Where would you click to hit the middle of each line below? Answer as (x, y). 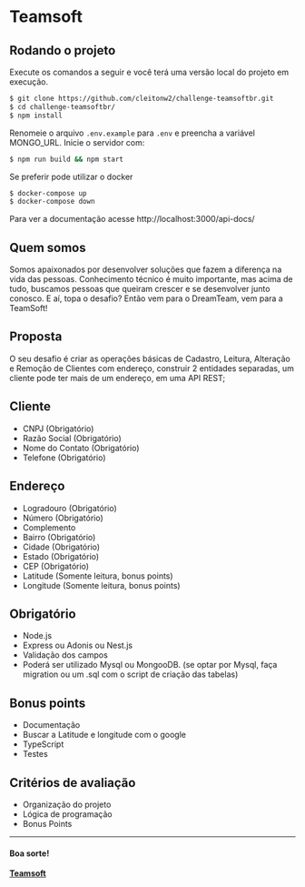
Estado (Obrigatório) (61, 556)
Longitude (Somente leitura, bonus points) (101, 585)
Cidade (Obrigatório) (61, 547)
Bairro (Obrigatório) (59, 537)
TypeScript (43, 744)
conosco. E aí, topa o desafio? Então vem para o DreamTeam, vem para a (146, 298)
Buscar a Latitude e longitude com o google (104, 735)
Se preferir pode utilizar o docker (71, 176)
